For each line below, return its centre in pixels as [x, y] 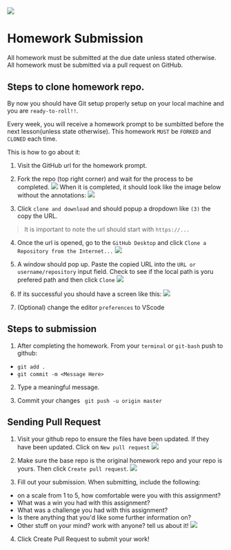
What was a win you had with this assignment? [83, 502]
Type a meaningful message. [58, 387]
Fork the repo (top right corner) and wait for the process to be [105, 179]
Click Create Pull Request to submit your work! [83, 539]
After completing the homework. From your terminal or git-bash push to [120, 346]
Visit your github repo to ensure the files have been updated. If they [113, 439]
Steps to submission [52, 329]
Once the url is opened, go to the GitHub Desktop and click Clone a [112, 242]
